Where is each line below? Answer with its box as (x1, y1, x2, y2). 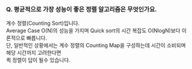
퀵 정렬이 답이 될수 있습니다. (6, 57, 70, 64)
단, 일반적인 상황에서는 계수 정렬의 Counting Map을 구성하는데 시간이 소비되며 (6, 42, 186, 49)
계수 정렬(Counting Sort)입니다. (6, 19, 80, 27)
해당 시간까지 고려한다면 (6, 49, 62, 57)
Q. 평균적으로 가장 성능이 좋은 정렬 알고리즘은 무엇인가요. (6, 5, 157, 13)
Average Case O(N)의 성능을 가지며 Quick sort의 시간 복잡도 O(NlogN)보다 (6, 27, 181, 34)
